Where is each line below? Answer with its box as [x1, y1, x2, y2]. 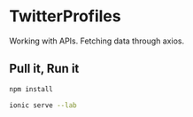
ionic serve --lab [9, 100, 77, 110]
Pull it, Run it [9, 61, 80, 76]
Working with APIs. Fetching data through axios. [9, 35, 184, 46]
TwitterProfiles [9, 6, 121, 27]
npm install [9, 84, 53, 94]
